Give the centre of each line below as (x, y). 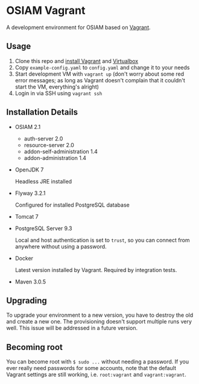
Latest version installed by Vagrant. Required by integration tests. (96, 270)
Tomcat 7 (27, 216)
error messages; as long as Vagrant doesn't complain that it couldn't (100, 80)
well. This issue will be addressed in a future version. (72, 328)
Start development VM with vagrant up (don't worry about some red (99, 74)
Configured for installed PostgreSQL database (72, 205)
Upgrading (27, 300)
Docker (24, 258)
